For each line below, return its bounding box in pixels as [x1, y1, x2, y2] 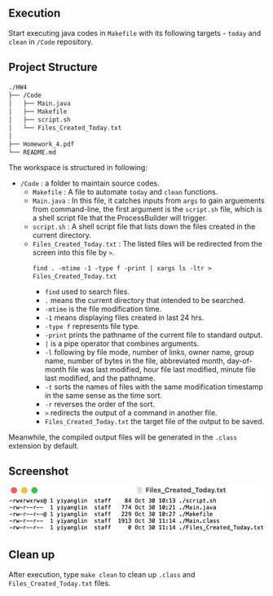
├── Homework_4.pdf [8, 140, 75, 148]
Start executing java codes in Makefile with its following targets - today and [8, 28, 262, 37]
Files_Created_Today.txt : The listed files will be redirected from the [32, 239, 262, 248]
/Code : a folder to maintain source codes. [20, 178, 161, 188]
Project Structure [8, 60, 98, 74]
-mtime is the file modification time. [44, 304, 162, 313]
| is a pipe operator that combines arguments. [44, 338, 200, 348]
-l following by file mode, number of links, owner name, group [44, 347, 254, 357]
